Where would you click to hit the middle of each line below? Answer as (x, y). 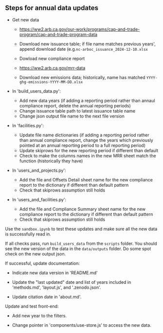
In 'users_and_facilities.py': (39, 199)
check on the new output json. (36, 254)
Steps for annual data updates (52, 8)
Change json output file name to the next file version (72, 116)
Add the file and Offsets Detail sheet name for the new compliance (86, 179)
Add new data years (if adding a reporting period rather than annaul (87, 100)
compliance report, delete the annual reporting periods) (75, 106)
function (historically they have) (51, 161)
